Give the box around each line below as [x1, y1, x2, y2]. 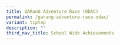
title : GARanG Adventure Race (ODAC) [6, 8, 99, 15]
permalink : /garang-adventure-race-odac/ [6, 14, 109, 20]
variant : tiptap [6, 19, 46, 25]
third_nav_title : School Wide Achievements [6, 30, 115, 36]
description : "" [6, 25, 46, 31]
